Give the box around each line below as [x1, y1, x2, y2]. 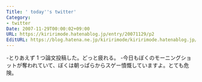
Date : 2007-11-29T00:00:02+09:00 [6, 25, 90, 32]
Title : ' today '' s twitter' [6, 8, 77, 15]
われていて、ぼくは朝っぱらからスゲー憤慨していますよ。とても [26, 61, 185, 69]
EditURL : [6, 37, 28, 43]
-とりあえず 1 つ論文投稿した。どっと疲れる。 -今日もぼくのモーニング [6, 54, 182, 61]
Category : [6, 14, 31, 20]
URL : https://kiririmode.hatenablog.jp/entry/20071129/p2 [6, 31, 155, 37]
